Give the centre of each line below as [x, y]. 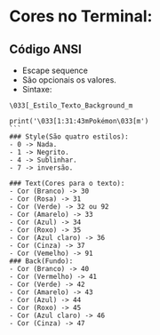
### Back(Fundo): [41, 261]
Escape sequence [55, 70]
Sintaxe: [37, 89]
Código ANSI [45, 49]
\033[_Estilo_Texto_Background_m [71, 106]
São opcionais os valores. [69, 80]
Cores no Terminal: [81, 16]
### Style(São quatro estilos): [69, 137]
